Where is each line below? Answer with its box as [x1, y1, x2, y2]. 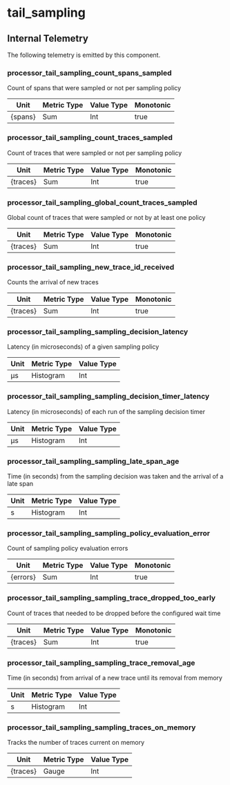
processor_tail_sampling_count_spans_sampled [7, 68, 172, 78]
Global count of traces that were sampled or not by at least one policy [7, 213, 206, 221]
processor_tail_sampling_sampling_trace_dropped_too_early [7, 593, 216, 603]
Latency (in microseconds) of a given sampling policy [7, 343, 160, 351]
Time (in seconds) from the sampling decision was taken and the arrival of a [7, 472, 224, 481]
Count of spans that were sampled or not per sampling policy [7, 84, 182, 92]
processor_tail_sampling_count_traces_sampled [7, 133, 173, 143]
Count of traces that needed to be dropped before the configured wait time [7, 609, 221, 617]
